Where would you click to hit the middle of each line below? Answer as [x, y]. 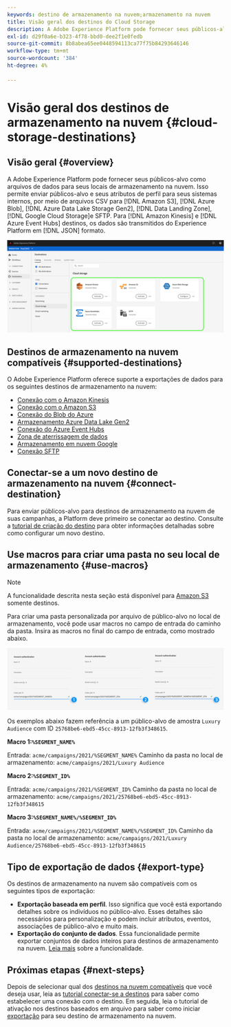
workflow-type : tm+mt [38, 51]
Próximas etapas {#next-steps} [76, 970]
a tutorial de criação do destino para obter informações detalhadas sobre [111, 526]
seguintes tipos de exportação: [51, 891]
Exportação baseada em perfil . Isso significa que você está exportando [119, 904]
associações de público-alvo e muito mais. [78, 926]
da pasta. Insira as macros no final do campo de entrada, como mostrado [111, 630]
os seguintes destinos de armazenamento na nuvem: [82, 387]
